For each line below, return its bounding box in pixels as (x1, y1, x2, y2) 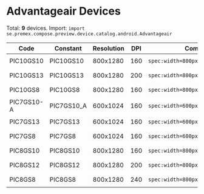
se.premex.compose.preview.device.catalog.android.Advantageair (6, 30, 172, 37)
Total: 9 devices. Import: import (6, 24, 85, 32)
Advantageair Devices (6, 4, 121, 18)
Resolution (92, 44, 124, 52)
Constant (54, 44, 82, 52)
